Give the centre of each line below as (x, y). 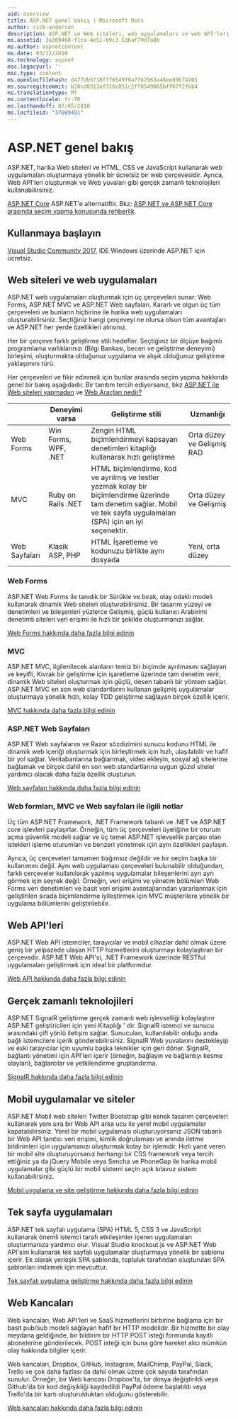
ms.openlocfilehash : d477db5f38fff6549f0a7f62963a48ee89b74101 (103, 80)
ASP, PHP (65, 555)
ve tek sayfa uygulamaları (134, 513)
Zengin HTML (114, 431)
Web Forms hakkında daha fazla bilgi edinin (71, 633)
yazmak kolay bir (119, 486)
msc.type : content (34, 73)
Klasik (58, 547)
